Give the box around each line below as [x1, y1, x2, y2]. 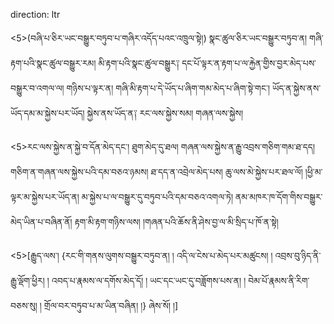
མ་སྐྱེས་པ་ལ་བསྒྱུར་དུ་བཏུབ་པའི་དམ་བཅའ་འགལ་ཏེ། [81, 191, 234, 203]
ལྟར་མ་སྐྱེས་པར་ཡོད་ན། [10, 191, 80, 203]
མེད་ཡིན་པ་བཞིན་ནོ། [10, 216, 73, 228]
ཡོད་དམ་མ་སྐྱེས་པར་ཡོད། [10, 107, 85, 119]
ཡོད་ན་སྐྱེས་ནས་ [272, 82, 322, 94]
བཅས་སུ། [10, 300, 38, 311]
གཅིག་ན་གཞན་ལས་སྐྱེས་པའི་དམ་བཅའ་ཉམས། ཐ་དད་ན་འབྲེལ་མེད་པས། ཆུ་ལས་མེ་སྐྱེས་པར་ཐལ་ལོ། [10, 166, 303, 178]
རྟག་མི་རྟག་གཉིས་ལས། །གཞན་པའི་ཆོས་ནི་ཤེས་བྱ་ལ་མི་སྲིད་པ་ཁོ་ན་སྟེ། [74, 216, 279, 228]
